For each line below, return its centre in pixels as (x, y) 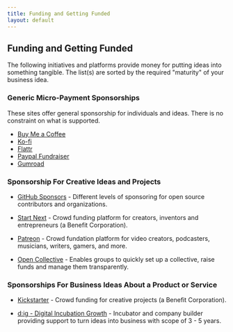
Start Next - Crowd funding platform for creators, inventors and (108, 217)
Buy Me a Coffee (41, 134)
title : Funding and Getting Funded (59, 14)
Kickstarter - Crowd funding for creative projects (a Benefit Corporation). (122, 300)
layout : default (31, 20)
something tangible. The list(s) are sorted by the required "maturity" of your (115, 72)
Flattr (25, 149)
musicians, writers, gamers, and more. (72, 246)
